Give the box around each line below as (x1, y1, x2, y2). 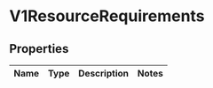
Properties (9, 41, 69, 56)
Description (78, 68, 129, 79)
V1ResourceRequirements (9, 6, 206, 26)
